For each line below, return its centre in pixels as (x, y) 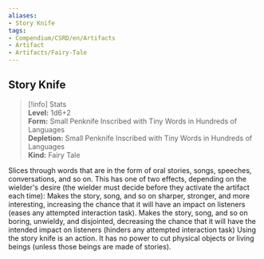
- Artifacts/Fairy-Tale (48, 53)
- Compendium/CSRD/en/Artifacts (62, 38)
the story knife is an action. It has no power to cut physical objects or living (131, 238)
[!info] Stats (47, 104)
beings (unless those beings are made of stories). (90, 246)
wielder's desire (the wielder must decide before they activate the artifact (129, 187)
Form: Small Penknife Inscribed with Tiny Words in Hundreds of (132, 121)
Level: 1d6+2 (49, 112)
